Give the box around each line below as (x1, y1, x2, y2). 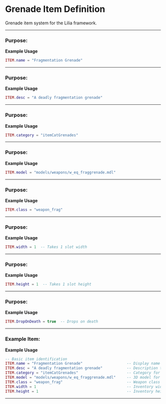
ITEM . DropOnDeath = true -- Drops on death (5, 319, 98, 324)
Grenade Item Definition (5, 3, 105, 15)
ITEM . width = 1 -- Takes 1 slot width (5, 244, 87, 249)
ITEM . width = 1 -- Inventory (5, 384, 154, 389)
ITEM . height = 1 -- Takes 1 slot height (5, 282, 92, 287)
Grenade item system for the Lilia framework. (5, 20, 97, 26)
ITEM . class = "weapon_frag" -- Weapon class (5, 379, 161, 385)
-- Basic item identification (5, 356, 68, 361)
